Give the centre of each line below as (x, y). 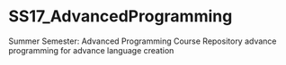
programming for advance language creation (91, 50)
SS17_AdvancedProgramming (121, 16)
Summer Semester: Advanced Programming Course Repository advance (143, 41)
